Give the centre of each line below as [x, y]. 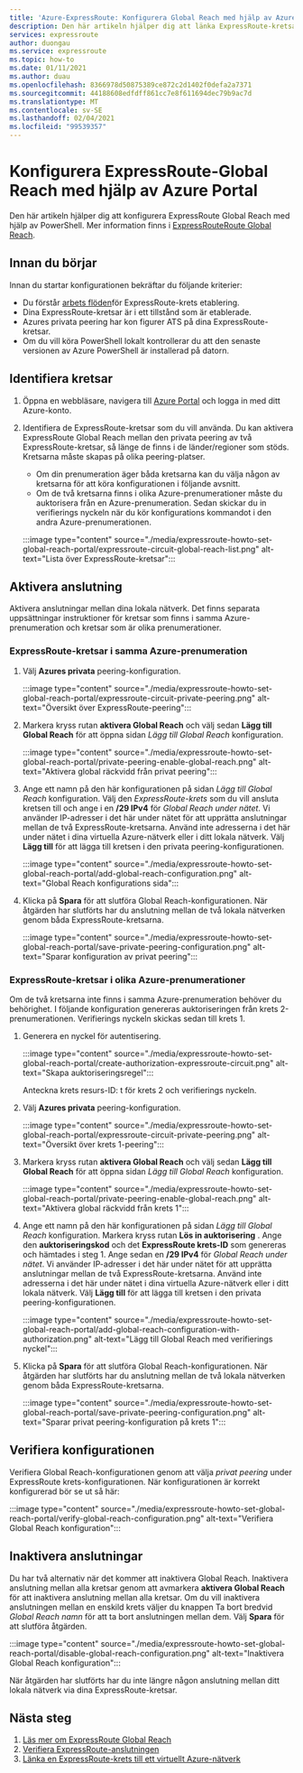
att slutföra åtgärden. [48, 1626]
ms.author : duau [40, 77]
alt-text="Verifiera [239, 1518]
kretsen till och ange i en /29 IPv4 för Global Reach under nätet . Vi [146, 808]
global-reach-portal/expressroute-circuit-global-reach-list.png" [141, 549]
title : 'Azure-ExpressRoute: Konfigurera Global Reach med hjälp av [141, 18]
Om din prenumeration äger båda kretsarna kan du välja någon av [158, 474]
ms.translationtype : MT [54, 102]
